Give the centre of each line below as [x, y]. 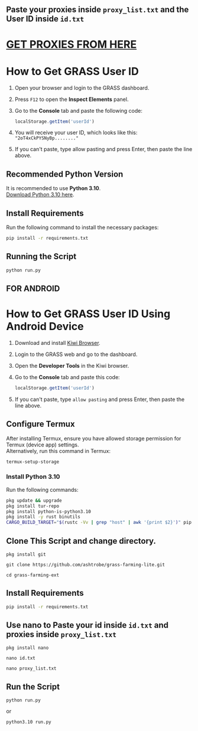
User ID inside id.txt [45, 19]
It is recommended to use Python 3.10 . [53, 188]
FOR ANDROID [33, 288]
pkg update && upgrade [34, 500]
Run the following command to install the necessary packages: [82, 227]
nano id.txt [21, 658]
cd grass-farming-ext [33, 575]
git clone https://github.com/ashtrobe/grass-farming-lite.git [86, 564]
